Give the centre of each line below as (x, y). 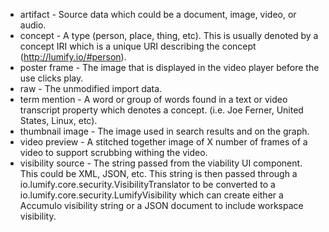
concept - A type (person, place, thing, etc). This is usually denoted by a (169, 35)
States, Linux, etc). (58, 120)
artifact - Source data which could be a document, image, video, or (158, 14)
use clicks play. (51, 78)
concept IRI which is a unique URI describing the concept (138, 46)
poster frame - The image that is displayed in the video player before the (169, 67)
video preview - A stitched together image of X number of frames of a (163, 142)
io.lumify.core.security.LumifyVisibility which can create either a (151, 195)
